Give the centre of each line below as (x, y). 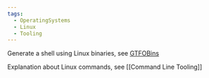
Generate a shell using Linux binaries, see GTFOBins (83, 53)
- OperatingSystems (42, 20)
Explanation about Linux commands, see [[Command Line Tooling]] (105, 67)
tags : (15, 14)
